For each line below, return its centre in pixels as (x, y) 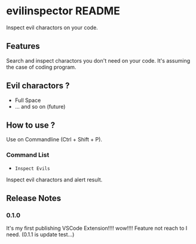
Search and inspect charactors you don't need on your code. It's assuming (98, 60)
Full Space (28, 100)
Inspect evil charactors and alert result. (54, 180)
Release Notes (34, 198)
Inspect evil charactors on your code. (52, 27)
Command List (28, 155)
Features (23, 46)
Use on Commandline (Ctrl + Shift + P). (54, 140)
